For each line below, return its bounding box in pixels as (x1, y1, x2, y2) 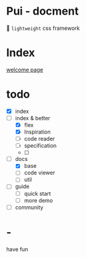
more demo (24, 196, 53, 204)
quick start (24, 190, 51, 197)
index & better (15, 114, 50, 121)
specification (24, 142, 57, 149)
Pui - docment (6, 4, 79, 18)
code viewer (24, 169, 56, 176)
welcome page (6, 66, 44, 73)
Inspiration (24, 128, 51, 135)
